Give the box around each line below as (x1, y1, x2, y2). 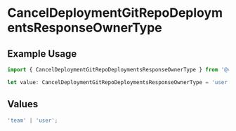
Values (7, 98, 39, 110)
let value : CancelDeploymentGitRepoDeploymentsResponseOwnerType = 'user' (7, 78, 231, 85)
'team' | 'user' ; (7, 117, 58, 124)
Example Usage (7, 48, 77, 60)
